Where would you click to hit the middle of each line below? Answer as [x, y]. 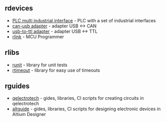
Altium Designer [29, 114]
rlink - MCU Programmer [38, 36]
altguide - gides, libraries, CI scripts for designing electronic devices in [86, 109]
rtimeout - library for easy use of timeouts [56, 70]
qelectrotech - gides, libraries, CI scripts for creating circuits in [78, 98]
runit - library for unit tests [40, 65]
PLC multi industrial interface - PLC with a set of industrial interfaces [84, 20]
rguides [17, 86]
